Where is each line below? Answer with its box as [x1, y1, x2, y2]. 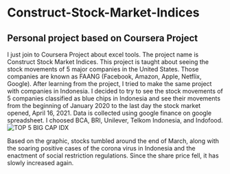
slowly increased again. [7, 159, 74, 166]
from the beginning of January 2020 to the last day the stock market [7, 102, 201, 109]
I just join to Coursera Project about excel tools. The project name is [7, 50, 199, 58]
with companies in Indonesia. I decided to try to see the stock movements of [7, 87, 223, 95]
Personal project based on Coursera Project [7, 32, 198, 44]
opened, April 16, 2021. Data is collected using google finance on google [7, 109, 211, 117]
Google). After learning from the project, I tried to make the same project [7, 80, 212, 87]
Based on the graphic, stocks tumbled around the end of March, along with [7, 137, 220, 145]
